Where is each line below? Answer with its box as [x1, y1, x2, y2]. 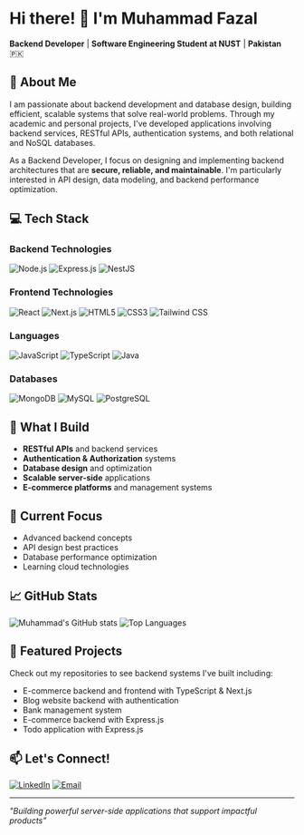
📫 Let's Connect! [9, 751, 110, 766]
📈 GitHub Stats [9, 588, 98, 604]
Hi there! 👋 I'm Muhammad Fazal [9, 8, 258, 29]
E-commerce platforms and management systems [22, 482, 213, 493]
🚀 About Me [9, 74, 77, 90]
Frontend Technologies [9, 286, 114, 298]
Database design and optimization [22, 462, 152, 474]
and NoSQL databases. [9, 137, 96, 148]
